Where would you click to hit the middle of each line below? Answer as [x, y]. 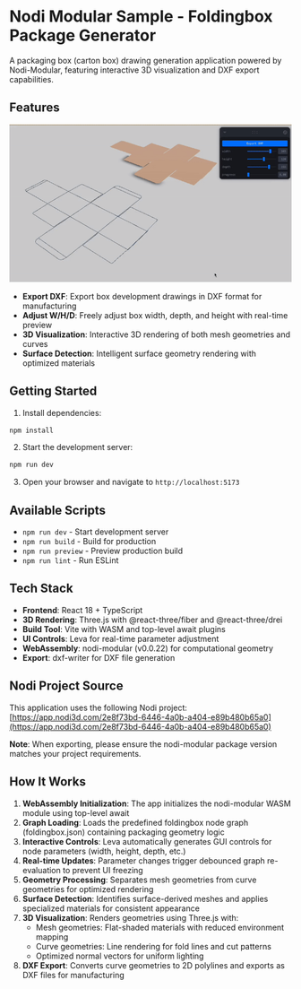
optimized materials [59, 363]
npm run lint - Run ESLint [70, 560]
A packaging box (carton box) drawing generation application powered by [146, 60]
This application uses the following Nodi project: [99, 707]
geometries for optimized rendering [88, 889]
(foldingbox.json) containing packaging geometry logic [124, 832]
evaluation [41, 870]
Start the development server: [77, 447]
